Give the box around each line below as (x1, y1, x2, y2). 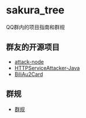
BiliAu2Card (14, 71, 44, 78)
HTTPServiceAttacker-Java (14, 64, 80, 71)
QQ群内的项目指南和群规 (6, 23, 65, 30)
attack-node (14, 58, 44, 65)
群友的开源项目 (6, 42, 60, 53)
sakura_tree (6, 4, 65, 17)
